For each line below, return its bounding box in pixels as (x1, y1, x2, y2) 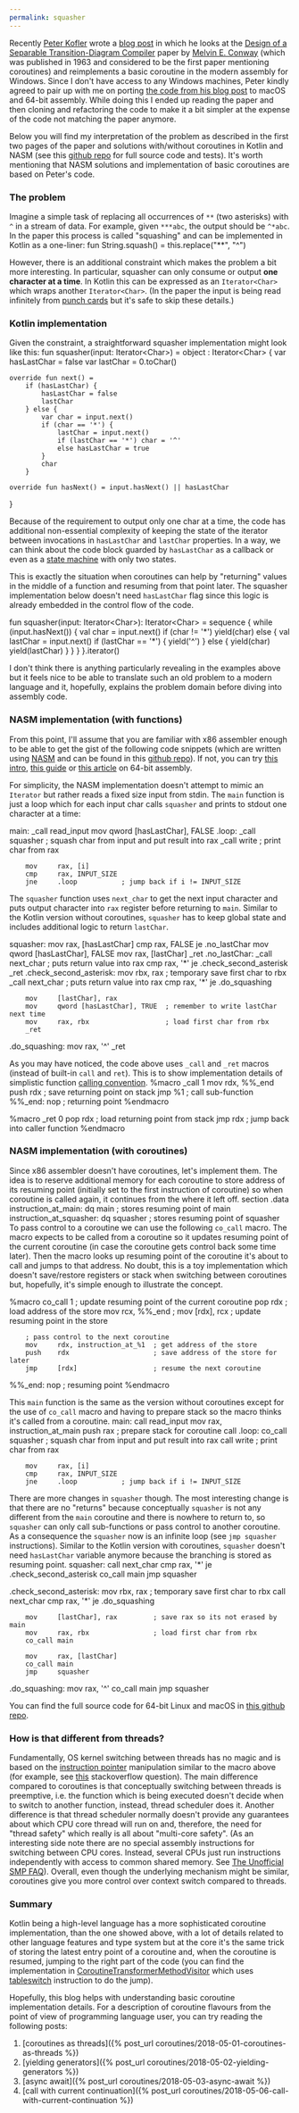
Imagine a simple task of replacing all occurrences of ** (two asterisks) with (9, 211, 289, 221)
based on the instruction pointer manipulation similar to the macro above (9, 1762, 277, 1773)
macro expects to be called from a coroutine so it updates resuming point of (9, 1231, 289, 1242)
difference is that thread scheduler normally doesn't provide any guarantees (9, 1809, 290, 1820)
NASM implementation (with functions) (9, 713, 183, 726)
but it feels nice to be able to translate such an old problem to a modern (9, 672, 272, 683)
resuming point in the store (9, 1315, 109, 1326)
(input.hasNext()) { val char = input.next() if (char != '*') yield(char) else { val (9, 627, 290, 637)
